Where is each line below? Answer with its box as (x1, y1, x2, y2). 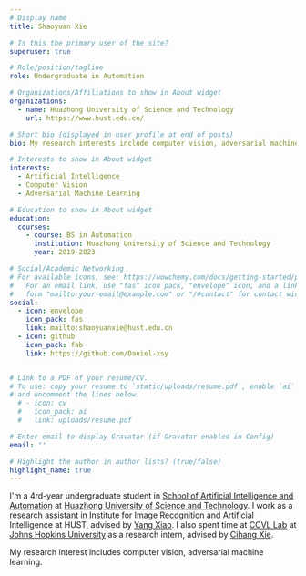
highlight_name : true (9, 466, 92, 475)
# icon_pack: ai (17, 407, 88, 417)
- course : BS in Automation (25, 231, 132, 240)
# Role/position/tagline (9, 63, 104, 73)
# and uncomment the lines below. (9, 390, 141, 399)
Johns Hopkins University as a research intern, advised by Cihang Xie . (9, 530, 274, 540)
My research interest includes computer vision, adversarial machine (9, 547, 264, 558)
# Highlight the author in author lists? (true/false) (9, 457, 222, 466)
